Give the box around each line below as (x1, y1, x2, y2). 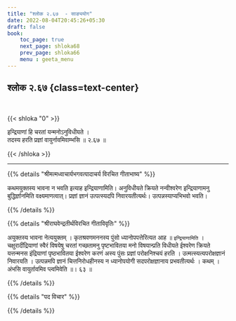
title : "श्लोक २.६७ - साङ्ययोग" (7, 10, 93, 18)
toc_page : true (20, 36, 65, 43)
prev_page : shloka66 (20, 50, 80, 57)
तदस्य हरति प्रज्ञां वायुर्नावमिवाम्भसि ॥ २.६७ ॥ (7, 135, 107, 144)
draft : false (7, 23, 46, 30)
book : (7, 29, 23, 37)
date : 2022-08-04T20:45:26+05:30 (7, 17, 105, 24)
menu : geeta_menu (20, 56, 74, 63)
